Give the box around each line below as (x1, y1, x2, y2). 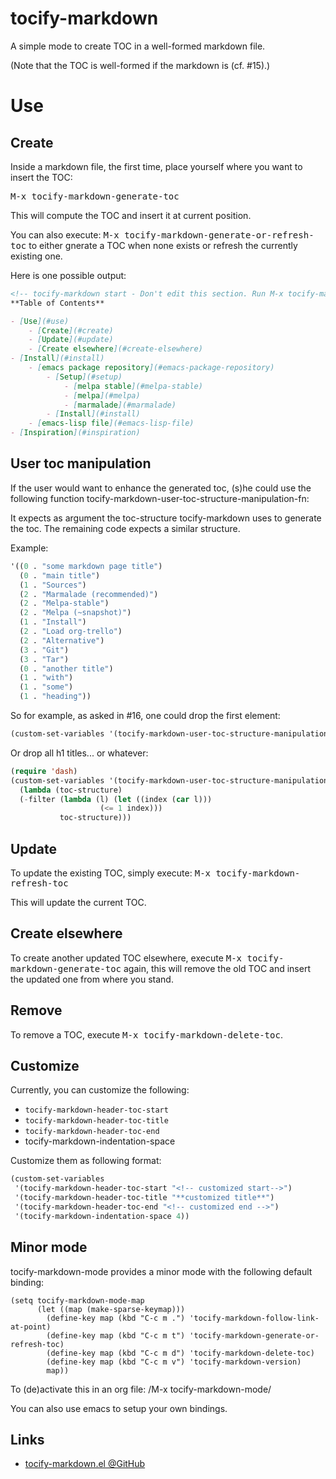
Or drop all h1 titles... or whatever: (10, 747, 149, 759)
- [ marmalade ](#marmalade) (63, 400, 177, 410)
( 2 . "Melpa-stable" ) (19, 598, 110, 609)
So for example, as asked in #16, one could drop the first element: (10, 710, 281, 721)
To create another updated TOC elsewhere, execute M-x (10, 952, 243, 964)
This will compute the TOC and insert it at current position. (10, 209, 252, 221)
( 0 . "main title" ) (19, 570, 101, 581)
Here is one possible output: (10, 269, 127, 281)
